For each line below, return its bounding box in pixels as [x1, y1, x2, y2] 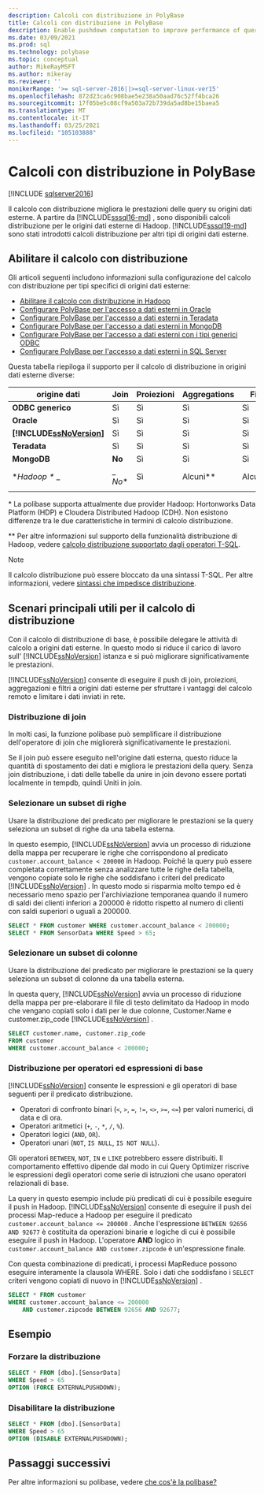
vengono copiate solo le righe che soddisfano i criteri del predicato [8, 872, 225, 883]
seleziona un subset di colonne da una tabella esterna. [8, 974, 185, 983]
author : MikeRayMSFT [8, 63, 76, 71]
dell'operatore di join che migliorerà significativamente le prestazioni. [8, 738, 232, 747]
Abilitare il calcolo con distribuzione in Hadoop [19, 296, 170, 306]
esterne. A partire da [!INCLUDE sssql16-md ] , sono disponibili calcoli [8, 212, 231, 221]
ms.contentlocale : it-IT [8, 114, 90, 122]
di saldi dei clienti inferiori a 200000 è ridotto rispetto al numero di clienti [8, 898, 244, 907]
